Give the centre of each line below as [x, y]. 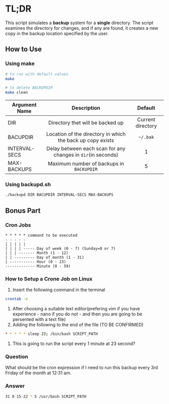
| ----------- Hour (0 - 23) [36, 262]
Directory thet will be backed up [86, 123]
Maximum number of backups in [86, 164]
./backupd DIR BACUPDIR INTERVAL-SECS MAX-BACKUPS [59, 195]
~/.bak [146, 137]
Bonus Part [23, 210]
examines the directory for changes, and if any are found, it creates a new [82, 28]
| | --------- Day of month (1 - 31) [45, 257]
